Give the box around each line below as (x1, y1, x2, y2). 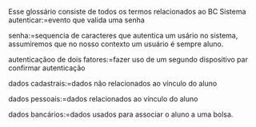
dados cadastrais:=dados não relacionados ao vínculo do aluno (8, 79, 218, 88)
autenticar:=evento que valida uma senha (8, 15, 146, 25)
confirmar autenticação (8, 63, 86, 73)
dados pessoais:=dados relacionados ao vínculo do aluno (8, 94, 198, 103)
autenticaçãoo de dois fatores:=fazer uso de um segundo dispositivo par (8, 55, 248, 64)
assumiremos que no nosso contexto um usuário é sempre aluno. (8, 39, 224, 49)
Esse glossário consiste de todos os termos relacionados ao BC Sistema (8, 7, 246, 16)
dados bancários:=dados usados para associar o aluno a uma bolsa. (8, 109, 234, 119)
